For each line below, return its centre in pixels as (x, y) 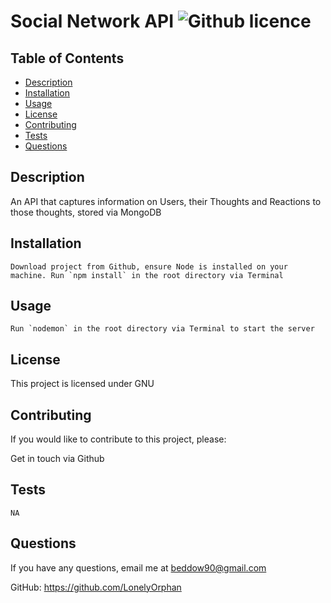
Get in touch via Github (57, 459)
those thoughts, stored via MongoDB (86, 212)
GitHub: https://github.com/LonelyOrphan (96, 587)
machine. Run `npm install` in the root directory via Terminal (147, 275)
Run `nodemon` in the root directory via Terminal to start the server (162, 329)
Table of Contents (67, 58)
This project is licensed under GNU (82, 384)
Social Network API (92, 21)
